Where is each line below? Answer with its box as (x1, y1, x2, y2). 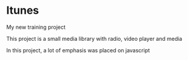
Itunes (6, 4, 39, 17)
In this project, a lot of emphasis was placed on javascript (6, 46, 150, 54)
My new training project (6, 23, 65, 31)
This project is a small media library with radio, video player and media (6, 35, 183, 42)
